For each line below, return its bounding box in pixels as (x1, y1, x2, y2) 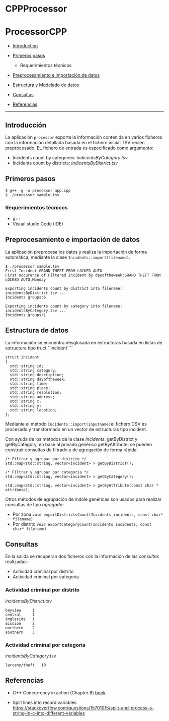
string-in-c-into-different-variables (12, 710, 85, 716)
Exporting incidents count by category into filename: (5, 304, 123, 309)
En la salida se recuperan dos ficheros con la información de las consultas (5, 553, 159, 560)
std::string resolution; (10, 390, 62, 395)
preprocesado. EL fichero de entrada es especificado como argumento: (5, 145, 153, 151)
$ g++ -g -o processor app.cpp (5, 188, 71, 193)
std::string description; (10, 372, 64, 377)
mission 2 (5, 621, 35, 626)
